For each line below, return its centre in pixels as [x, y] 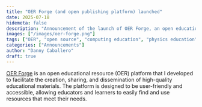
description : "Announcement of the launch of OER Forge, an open [90, 28]
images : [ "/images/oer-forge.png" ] [51, 34]
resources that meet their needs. [47, 99]
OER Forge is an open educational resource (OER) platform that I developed [100, 73]
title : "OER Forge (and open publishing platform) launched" [84, 12]
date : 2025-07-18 [28, 17]
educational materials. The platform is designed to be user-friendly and [94, 86]
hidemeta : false [26, 23]
